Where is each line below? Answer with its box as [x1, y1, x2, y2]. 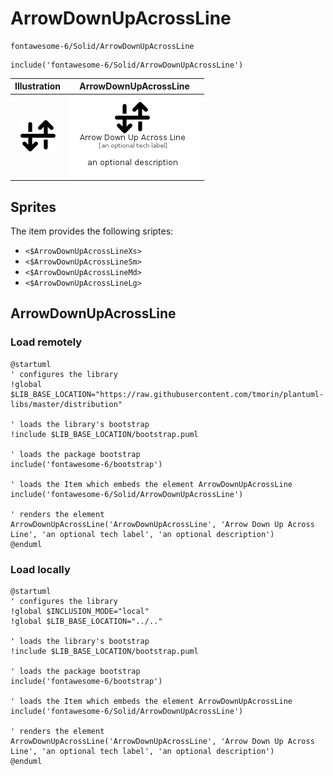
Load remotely [10, 335, 83, 349]
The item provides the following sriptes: [10, 225, 174, 237]
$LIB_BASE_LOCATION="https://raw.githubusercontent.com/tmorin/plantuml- [10, 389, 325, 399]
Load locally [10, 562, 71, 576]
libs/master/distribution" [10, 399, 123, 409]
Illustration [14, 80, 62, 92]
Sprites [10, 198, 57, 216]
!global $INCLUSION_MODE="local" [10, 606, 150, 616]
